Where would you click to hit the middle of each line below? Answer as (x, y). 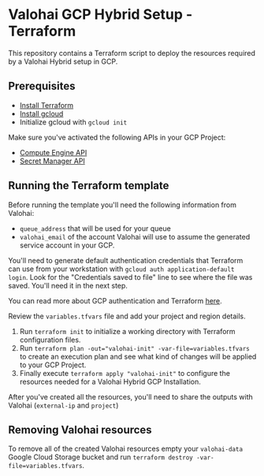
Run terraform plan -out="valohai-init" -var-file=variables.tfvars (134, 348)
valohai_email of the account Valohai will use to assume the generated (135, 236)
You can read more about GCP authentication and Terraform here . (115, 300)
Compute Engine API (53, 152)
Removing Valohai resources (80, 430)
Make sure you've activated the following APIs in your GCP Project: (117, 137)
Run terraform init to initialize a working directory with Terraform (127, 331)
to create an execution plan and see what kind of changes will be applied (138, 356)
